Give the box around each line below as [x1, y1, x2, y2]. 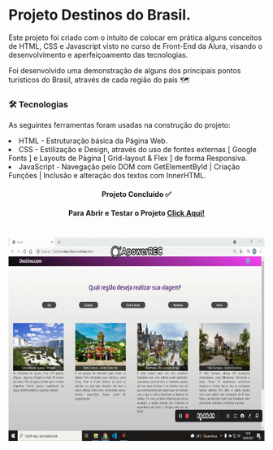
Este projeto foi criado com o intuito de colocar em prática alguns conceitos [8, 33, 262, 42]
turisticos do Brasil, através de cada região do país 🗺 [8, 75, 190, 85]
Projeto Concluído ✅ [101, 189, 172, 199]
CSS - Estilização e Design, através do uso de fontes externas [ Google [19, 145, 258, 155]
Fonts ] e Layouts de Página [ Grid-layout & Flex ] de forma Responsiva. [8, 153, 248, 164]
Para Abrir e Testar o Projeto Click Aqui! [67, 208, 206, 218]
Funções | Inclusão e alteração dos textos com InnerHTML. [8, 171, 206, 181]
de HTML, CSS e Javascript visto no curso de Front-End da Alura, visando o [8, 41, 262, 50]
